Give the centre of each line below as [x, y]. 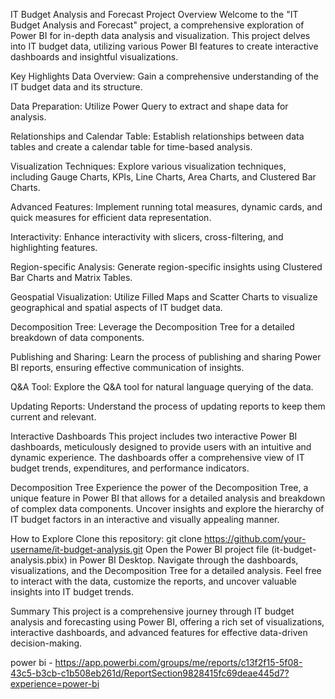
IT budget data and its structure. [76, 87]
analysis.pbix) [39, 560]
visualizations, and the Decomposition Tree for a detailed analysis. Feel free [166, 570]
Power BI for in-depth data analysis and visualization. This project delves [160, 35]
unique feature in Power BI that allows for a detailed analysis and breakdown [168, 498]
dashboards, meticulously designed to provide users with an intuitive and [161, 447]
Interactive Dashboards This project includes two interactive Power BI [154, 436]
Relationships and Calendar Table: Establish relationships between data [157, 136]
